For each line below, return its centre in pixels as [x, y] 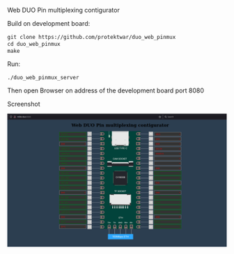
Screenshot [24, 104]
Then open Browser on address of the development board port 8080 [106, 90]
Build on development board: [49, 23]
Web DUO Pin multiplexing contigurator [63, 10]
